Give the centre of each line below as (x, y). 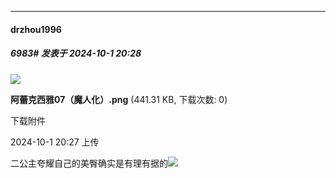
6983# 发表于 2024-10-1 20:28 (76, 53)
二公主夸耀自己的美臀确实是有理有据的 (89, 163)
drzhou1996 (36, 29)
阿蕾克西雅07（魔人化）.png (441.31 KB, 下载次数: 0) (119, 99)
